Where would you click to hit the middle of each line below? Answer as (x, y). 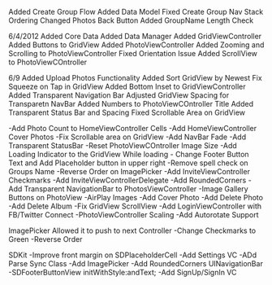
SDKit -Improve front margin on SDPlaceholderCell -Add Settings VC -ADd (133, 255)
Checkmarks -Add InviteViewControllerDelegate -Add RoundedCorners (127, 180)
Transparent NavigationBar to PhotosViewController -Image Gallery (136, 189)
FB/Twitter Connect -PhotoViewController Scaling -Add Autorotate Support (134, 215)
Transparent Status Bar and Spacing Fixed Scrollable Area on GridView (127, 112)
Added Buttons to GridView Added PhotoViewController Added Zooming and (136, 45)
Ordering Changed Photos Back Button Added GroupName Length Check (131, 20)
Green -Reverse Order (45, 239)
